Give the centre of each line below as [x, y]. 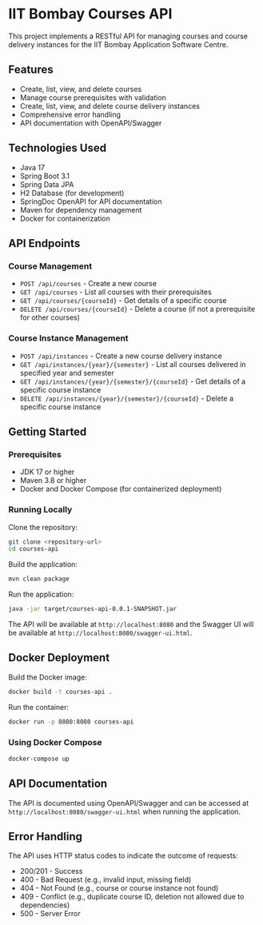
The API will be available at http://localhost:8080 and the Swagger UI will [131, 624]
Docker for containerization [65, 218]
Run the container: [39, 707]
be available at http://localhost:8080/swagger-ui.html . [100, 633]
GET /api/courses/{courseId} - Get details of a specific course [123, 301]
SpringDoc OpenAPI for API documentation [91, 201]
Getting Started [48, 431]
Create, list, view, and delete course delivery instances [110, 106]
